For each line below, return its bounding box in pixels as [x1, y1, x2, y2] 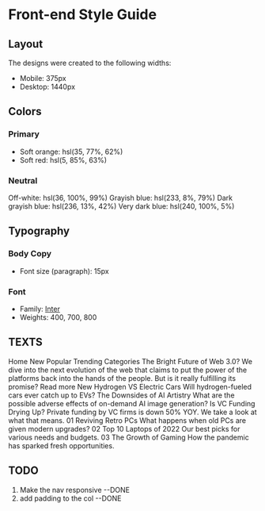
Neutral [8, 175, 38, 186]
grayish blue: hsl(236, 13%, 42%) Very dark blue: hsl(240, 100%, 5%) [8, 201, 235, 211]
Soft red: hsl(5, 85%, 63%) [19, 155, 108, 164]
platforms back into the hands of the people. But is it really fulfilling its [8, 373, 236, 382]
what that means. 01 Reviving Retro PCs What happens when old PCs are [8, 415, 247, 425]
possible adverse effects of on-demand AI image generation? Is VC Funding [8, 398, 256, 408]
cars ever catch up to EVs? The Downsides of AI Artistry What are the [8, 390, 235, 400]
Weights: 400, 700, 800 [19, 312, 97, 322]
